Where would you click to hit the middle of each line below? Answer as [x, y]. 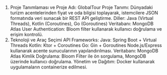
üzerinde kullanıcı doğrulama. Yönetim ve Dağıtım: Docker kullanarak [82, 61]
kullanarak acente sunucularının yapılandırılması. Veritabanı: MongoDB [84, 51]
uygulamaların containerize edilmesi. [49, 67]
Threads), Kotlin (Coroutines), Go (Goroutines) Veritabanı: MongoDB [82, 23]
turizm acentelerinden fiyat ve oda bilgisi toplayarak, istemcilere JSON [84, 13]
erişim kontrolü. [27, 34]
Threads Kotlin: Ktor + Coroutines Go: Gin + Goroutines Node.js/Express [86, 45]
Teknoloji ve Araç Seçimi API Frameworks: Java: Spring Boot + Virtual [83, 40]
